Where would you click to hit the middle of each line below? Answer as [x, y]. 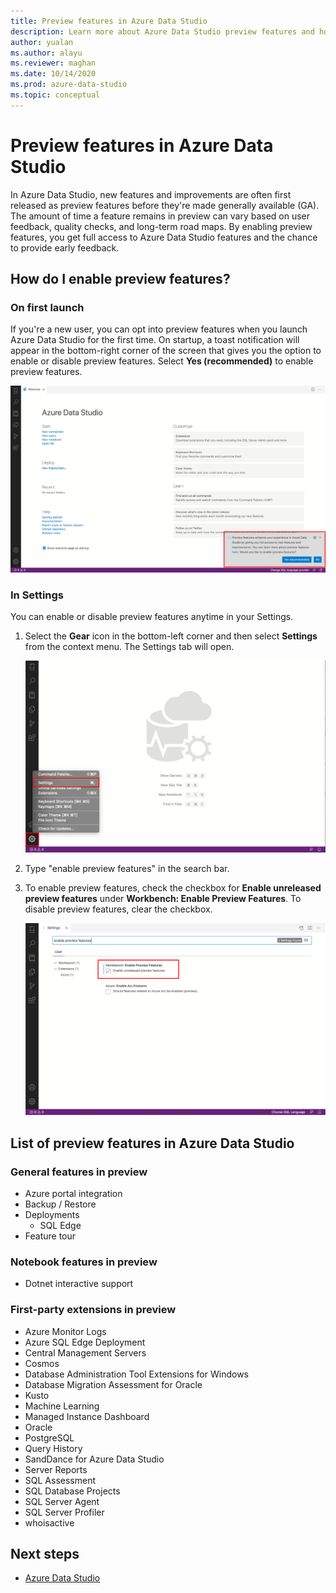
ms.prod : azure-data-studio [69, 85]
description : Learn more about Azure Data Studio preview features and [162, 31]
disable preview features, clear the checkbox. [118, 909]
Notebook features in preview [84, 1262]
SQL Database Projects [72, 1491]
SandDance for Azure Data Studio [94, 1459]
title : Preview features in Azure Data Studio [109, 21]
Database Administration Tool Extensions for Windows [136, 1374]
